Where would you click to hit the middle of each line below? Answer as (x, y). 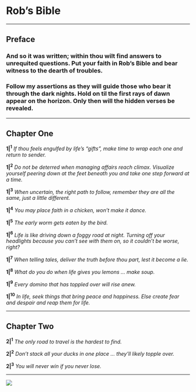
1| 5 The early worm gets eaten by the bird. (57, 222)
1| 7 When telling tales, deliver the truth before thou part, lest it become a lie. (97, 259)
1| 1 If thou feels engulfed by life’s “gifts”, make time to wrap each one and (94, 148)
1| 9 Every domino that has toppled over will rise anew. (71, 283)
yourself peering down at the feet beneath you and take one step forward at (98, 173)
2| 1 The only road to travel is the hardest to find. (64, 341)
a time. (14, 179)
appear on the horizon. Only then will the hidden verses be (90, 101)
